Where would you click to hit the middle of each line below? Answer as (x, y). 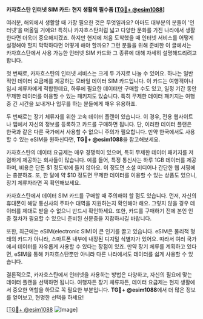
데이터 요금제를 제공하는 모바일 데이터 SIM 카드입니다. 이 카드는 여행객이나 (105, 81)
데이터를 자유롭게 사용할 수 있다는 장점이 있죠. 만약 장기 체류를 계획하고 (101, 246)
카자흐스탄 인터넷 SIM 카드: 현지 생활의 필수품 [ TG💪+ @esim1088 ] (85, 9)
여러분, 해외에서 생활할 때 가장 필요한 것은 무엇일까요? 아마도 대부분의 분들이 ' (98, 22)
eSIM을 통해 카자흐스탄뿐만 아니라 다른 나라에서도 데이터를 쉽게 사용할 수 (101, 254)
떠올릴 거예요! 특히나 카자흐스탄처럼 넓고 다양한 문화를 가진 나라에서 (104, 30)
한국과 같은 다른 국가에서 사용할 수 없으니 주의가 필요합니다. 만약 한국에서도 (95, 132)
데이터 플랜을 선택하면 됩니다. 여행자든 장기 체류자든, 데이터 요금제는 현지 (93, 282)
